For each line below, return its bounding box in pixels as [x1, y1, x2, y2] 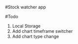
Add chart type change [12, 34, 59, 39]
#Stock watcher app [5, 4, 46, 10]
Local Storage [12, 23, 41, 29]
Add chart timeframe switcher [12, 28, 73, 34]
